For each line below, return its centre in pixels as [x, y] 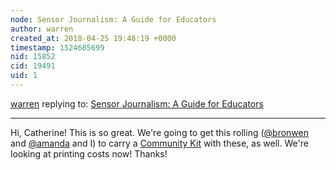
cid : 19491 [33, 66]
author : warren [42, 29]
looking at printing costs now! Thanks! [89, 153]
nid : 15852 [33, 57]
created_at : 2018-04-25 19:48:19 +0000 [93, 38]
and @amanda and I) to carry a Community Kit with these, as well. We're [159, 143]
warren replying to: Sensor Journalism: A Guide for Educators [137, 103]
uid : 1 [24, 76]
